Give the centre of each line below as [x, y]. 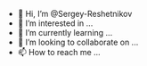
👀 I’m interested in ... [55, 23]
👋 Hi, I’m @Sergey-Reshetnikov [75, 14]
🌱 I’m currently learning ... [65, 33]
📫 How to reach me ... [59, 52]
